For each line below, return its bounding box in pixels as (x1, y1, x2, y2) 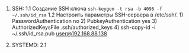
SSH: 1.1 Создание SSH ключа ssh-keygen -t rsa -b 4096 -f (11, 5, 162, 12)
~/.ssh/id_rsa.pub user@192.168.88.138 (11, 30, 108, 37)
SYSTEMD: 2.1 (11, 41, 47, 48)
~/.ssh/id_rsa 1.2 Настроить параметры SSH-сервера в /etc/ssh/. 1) (11, 11, 184, 18)
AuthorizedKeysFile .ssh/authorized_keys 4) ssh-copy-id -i (11, 24, 156, 31)
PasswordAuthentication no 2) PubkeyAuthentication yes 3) (11, 18, 158, 24)
